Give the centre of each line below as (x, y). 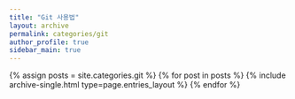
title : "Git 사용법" (44, 17)
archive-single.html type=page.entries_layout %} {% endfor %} (125, 85)
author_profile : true (49, 42)
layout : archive (39, 26)
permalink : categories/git (59, 34)
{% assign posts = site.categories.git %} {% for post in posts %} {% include (147, 75)
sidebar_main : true (45, 50)
